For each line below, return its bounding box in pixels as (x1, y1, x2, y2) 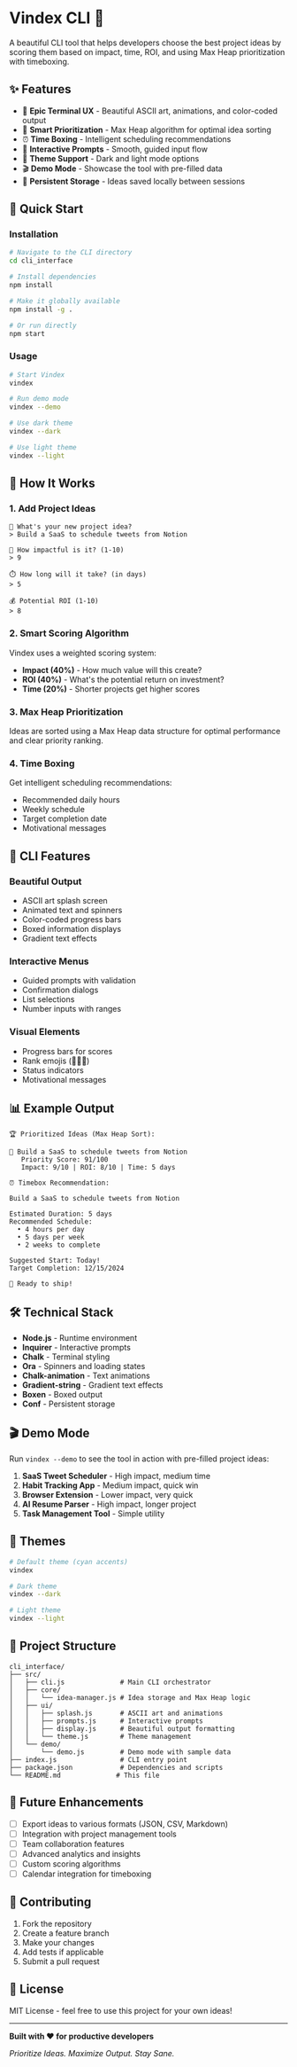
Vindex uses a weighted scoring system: (9, 647, 156, 658)
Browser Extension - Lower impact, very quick (21, 1490, 194, 1500)
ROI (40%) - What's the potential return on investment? (21, 674, 225, 685)
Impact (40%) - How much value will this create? (21, 664, 202, 675)
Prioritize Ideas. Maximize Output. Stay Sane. (9, 2047, 175, 2058)
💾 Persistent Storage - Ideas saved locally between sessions (21, 176, 246, 186)
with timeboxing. (9, 56, 70, 67)
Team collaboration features (21, 1838, 126, 1849)
